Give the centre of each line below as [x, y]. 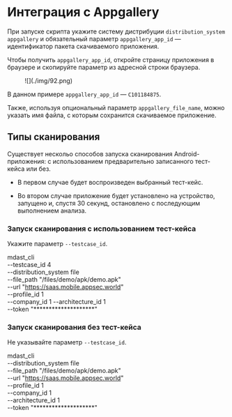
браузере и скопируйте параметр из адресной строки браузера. [104, 67]
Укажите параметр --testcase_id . [57, 244]
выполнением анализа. [52, 211]
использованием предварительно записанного [123, 161]
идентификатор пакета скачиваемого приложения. [83, 46]
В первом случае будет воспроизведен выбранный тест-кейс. [110, 182]
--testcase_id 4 [29, 265]
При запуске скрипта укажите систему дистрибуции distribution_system [116, 31]
